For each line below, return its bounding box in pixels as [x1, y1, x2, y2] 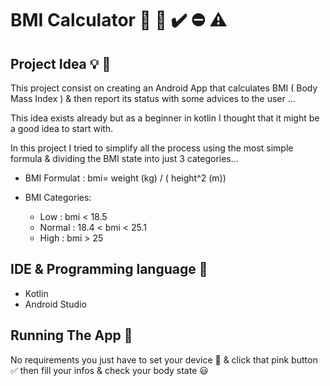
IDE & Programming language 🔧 [10, 261, 208, 278]
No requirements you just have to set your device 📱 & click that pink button [10, 353, 318, 366]
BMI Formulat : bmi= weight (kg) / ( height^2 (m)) [24, 172, 227, 184]
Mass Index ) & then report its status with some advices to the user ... [10, 93, 296, 104]
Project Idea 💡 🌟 [10, 55, 112, 72]
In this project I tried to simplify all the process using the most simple [10, 142, 294, 154]
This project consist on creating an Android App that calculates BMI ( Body [10, 82, 318, 94]
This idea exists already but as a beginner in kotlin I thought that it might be [10, 112, 320, 124]
